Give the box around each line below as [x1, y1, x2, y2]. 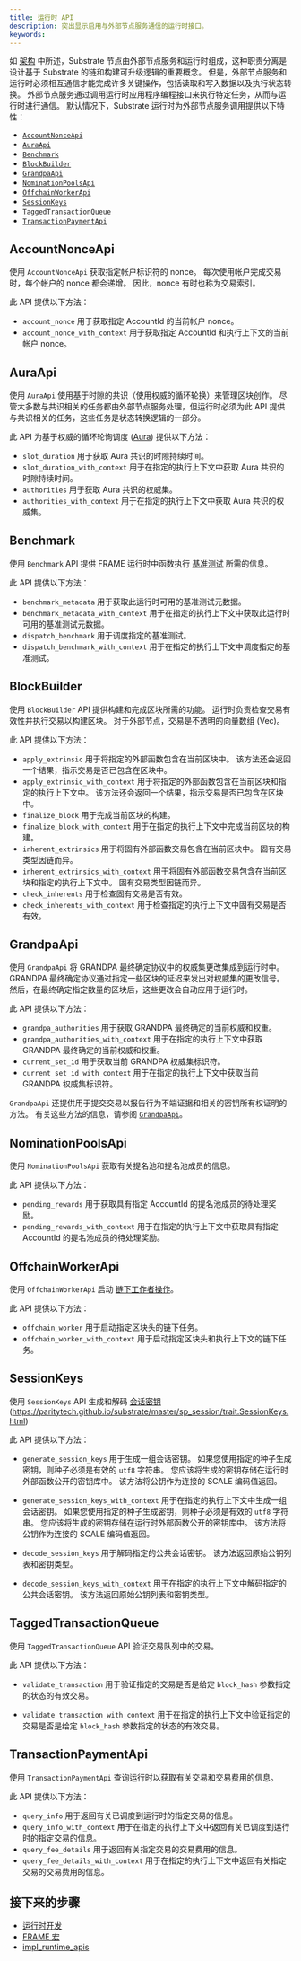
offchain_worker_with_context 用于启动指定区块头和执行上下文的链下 [21, 1333, 279, 1344]
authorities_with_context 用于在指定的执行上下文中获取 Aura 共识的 [21, 496, 277, 506]
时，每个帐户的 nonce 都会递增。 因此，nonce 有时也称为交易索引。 [9, 277, 261, 288]
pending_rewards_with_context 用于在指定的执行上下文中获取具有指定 [21, 1221, 279, 1232]
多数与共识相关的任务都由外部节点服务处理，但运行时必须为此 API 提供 [24, 401, 286, 411]
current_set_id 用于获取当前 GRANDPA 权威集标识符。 [21, 1056, 226, 1067]
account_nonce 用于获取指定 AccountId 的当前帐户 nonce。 [21, 316, 239, 327]
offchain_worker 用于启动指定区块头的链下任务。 [21, 1322, 203, 1333]
